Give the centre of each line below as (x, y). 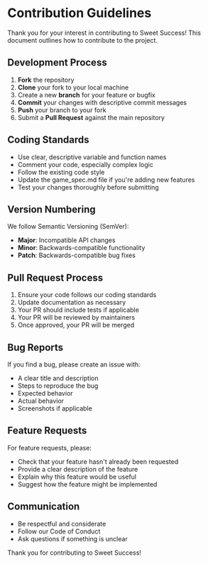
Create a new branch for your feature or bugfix (87, 94)
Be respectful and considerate (62, 524)
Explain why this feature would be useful (77, 477)
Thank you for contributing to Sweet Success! (75, 553)
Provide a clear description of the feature (78, 469)
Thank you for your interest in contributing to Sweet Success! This (104, 33)
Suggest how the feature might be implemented (87, 484)
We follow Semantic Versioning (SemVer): (68, 227)
